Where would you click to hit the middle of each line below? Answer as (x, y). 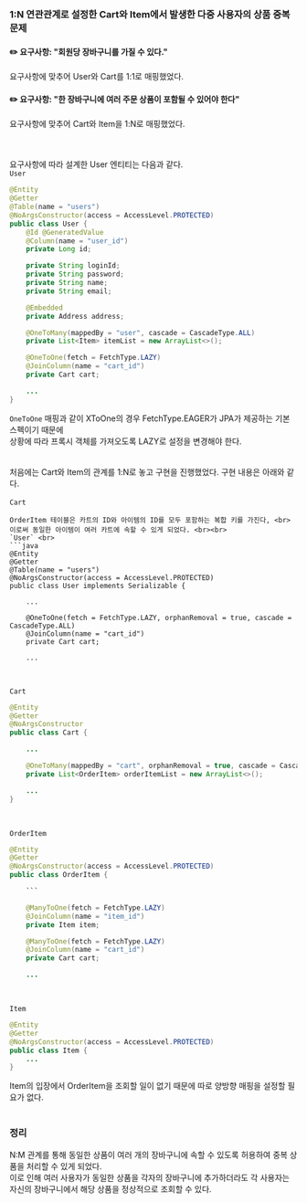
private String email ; (69, 291)
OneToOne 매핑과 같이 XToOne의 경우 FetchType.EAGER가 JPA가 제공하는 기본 (150, 418)
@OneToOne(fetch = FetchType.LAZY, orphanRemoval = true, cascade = (159, 617)
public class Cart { (49, 733)
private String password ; (75, 274)
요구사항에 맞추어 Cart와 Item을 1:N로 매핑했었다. (97, 124)
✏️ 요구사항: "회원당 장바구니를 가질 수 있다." (89, 51)
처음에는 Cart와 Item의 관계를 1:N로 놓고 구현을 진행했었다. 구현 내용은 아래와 (147, 471)
